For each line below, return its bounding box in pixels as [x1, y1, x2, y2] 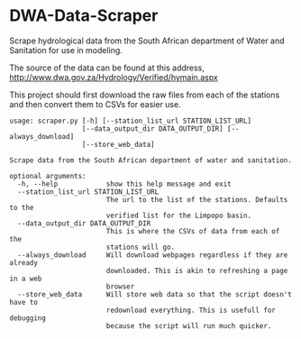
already [9, 258, 39, 267]
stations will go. [105, 243, 176, 252]
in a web [9, 274, 42, 283]
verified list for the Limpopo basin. [105, 211, 252, 220]
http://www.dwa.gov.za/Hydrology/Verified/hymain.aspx [9, 71, 218, 82]
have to [9, 298, 39, 307]
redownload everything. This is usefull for [105, 306, 277, 315]
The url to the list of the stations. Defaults [105, 195, 288, 204]
